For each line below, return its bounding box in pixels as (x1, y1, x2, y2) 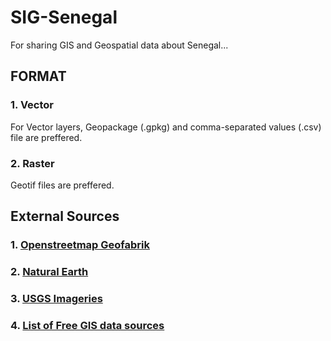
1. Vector (10, 98, 54, 112)
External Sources (10, 208, 120, 225)
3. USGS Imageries (10, 292, 103, 306)
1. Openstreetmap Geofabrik (10, 238, 150, 252)
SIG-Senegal (10, 6, 118, 29)
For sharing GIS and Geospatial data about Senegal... (10, 39, 229, 51)
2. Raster (10, 156, 55, 170)
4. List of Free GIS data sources (10, 319, 165, 332)
